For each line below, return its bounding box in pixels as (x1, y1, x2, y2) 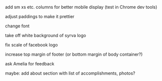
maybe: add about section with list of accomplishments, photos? (5, 70, 135, 76)
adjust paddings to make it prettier (5, 14, 75, 19)
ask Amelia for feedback (5, 61, 54, 66)
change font (5, 23, 30, 29)
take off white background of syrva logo (5, 33, 86, 38)
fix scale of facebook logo (5, 42, 58, 48)
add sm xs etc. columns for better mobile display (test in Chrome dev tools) (5, 4, 158, 10)
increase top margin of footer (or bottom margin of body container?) (5, 51, 143, 57)
